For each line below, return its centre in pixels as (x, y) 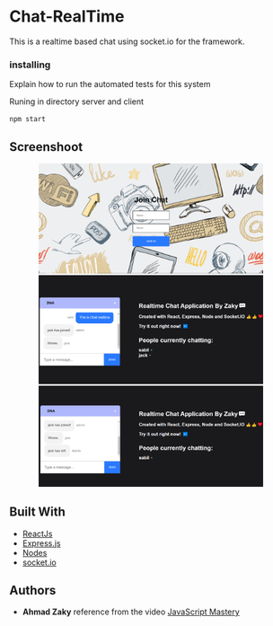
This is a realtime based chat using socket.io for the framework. (127, 41)
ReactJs (37, 533)
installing (30, 65)
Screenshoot (46, 147)
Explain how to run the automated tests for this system (110, 84)
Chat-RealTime (67, 17)
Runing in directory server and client (77, 101)
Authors (33, 590)
